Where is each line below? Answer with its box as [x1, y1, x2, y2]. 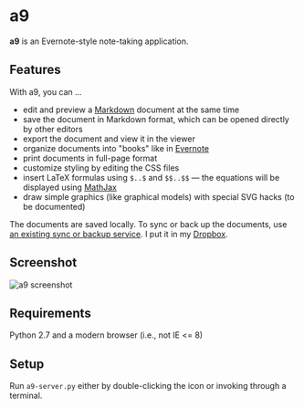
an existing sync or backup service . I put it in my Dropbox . [9, 228, 228, 239]
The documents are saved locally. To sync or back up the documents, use [9, 218, 288, 229]
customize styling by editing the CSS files [22, 162, 180, 173]
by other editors [22, 123, 84, 134]
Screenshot [9, 255, 78, 270]
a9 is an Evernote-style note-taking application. [9, 36, 189, 47]
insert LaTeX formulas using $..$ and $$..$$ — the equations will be [22, 172, 280, 183]
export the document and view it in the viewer [22, 133, 196, 144]
